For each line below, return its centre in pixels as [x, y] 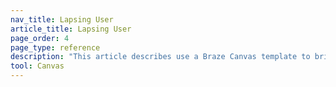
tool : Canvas [37, 66]
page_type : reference [55, 47]
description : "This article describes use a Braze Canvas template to [160, 57]
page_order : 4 [40, 38]
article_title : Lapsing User [71, 29]
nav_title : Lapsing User [62, 19]
